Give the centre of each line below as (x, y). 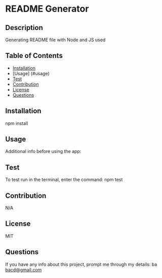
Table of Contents (34, 56)
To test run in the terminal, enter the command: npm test (64, 180)
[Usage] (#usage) (31, 73)
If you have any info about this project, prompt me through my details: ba (81, 264)
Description (24, 28)
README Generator (47, 9)
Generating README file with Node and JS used (55, 40)
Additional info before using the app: (43, 151)
